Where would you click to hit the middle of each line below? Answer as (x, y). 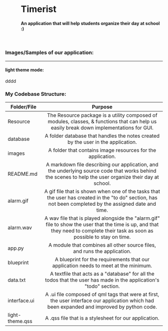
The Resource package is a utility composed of (102, 115)
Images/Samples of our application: (49, 52)
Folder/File (23, 107)
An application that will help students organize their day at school (90, 23)
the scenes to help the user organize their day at (102, 177)
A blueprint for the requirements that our (102, 260)
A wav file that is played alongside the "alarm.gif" (102, 218)
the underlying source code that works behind (102, 171)
